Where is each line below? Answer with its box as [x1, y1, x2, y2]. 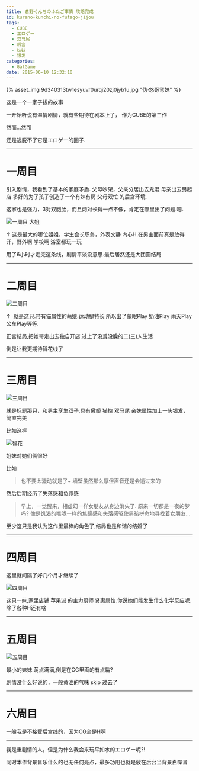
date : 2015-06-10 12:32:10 [6, 69, 73, 75]
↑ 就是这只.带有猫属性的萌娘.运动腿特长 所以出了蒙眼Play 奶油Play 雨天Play [6, 313, 192, 320]
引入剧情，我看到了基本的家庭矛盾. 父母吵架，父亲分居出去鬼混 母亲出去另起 [6, 186, 192, 193]
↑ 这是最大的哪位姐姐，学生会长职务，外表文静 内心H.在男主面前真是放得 [6, 231, 185, 238]
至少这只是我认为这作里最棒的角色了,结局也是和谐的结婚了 [6, 522, 148, 530]
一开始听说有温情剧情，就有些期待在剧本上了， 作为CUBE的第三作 [6, 111, 168, 118]
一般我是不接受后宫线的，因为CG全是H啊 [6, 728, 107, 735]
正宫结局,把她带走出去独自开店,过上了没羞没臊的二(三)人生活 [6, 333, 153, 340]
